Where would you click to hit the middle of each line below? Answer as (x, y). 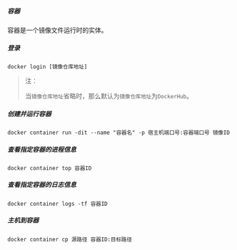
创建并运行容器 (29, 113)
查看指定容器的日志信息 (42, 184)
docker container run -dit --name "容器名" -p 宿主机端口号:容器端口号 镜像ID (119, 132)
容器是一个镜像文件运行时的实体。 (57, 30)
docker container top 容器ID (50, 168)
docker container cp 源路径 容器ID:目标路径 (70, 239)
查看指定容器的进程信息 (42, 149)
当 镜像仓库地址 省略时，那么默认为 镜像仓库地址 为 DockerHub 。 (109, 95)
